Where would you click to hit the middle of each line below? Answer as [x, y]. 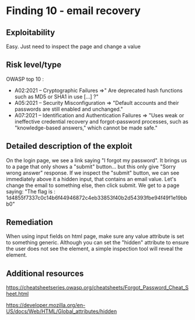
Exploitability [31, 33]
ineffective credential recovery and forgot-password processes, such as [101, 121]
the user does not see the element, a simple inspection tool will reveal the [94, 249]
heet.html [18, 294]
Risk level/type [34, 65]
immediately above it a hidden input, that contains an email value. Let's [91, 179]
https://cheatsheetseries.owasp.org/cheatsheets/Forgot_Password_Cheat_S [97, 288]
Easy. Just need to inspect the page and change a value [74, 46]
